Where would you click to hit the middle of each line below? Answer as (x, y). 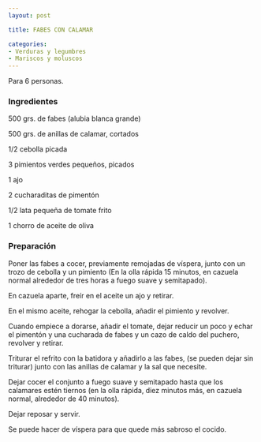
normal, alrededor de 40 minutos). (64, 399)
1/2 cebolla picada (38, 149)
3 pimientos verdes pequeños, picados (71, 165)
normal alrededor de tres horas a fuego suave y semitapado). (108, 280)
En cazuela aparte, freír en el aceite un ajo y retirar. (91, 295)
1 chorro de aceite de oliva (51, 226)
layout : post (30, 15)
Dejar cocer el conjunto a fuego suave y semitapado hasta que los (116, 382)
